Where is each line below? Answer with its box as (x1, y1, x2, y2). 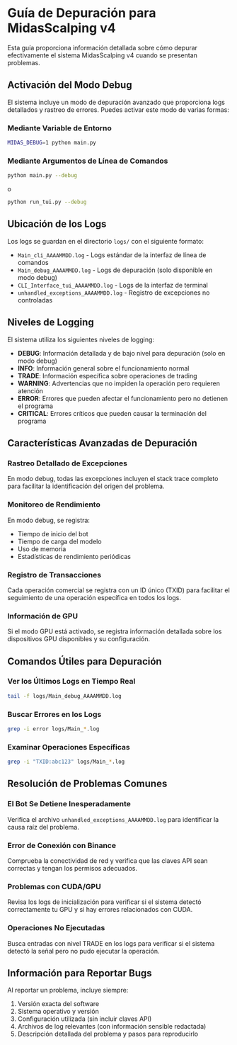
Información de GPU (7, 611, 79, 621)
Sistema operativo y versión (17, 1007, 99, 1016)
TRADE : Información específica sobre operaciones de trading (17, 371, 197, 380)
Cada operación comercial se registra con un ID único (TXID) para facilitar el (7, 586, 230, 594)
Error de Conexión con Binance (7, 840, 117, 850)
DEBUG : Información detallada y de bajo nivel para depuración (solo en (17, 349, 226, 357)
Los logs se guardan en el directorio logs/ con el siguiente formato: (7, 237, 204, 245)
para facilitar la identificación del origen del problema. (7, 482, 165, 490)
